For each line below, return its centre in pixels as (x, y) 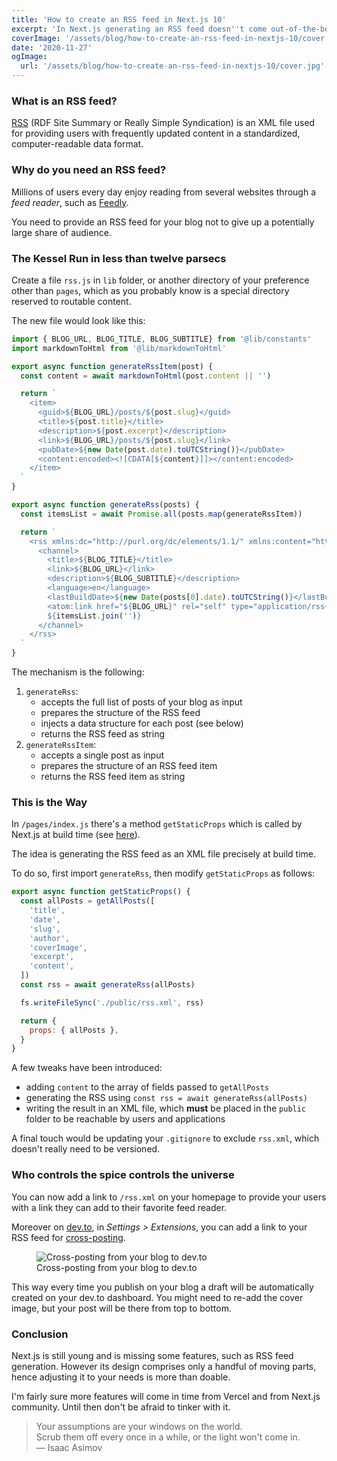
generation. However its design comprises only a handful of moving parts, (164, 1366)
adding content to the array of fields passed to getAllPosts (147, 1087)
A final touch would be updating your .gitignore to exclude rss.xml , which (165, 1138)
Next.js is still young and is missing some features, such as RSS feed (152, 1355)
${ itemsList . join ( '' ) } (94, 616)
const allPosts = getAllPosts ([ (88, 901)
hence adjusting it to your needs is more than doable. (121, 1377)
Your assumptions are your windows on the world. (139, 1426)
